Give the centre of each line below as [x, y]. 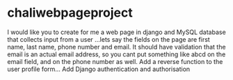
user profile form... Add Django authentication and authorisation [99, 69]
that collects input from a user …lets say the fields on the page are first [109, 39]
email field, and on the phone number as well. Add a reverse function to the [115, 61]
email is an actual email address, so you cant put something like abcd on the [116, 54]
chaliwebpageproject [70, 13]
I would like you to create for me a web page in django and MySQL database [116, 32]
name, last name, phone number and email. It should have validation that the [116, 47]
